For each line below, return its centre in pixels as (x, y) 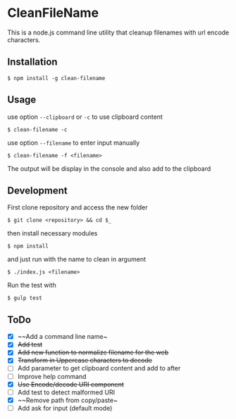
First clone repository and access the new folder (77, 207)
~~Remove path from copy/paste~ (68, 400)
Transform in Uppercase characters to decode (85, 361)
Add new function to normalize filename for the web (93, 352)
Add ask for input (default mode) (65, 408)
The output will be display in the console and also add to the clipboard (109, 168)
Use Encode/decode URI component (71, 384)
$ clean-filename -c (38, 129)
